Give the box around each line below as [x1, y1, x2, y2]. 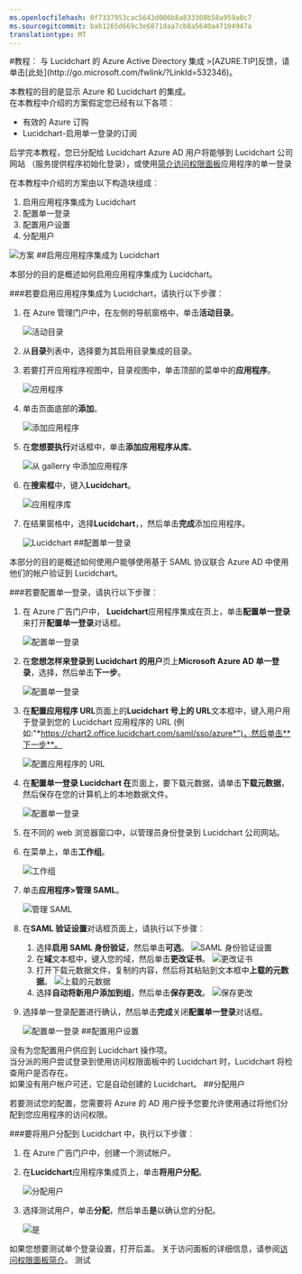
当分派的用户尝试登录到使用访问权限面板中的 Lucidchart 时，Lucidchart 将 [9, 1057, 286, 1067]
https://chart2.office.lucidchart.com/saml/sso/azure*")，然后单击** [40, 728, 291, 739]
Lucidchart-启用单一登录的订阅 [22, 128, 138, 139]
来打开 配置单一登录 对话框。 [22, 617, 126, 628]
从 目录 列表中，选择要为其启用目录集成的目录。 [22, 346, 197, 356]
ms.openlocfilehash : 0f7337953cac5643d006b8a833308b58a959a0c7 [9, 13, 252, 23]
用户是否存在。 [16, 1067, 73, 1078]
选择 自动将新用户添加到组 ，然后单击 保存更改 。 [35, 987, 210, 998]
